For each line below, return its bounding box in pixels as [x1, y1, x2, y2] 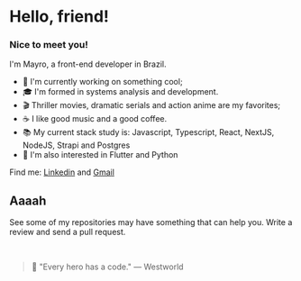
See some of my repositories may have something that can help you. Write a [9, 217, 293, 228]
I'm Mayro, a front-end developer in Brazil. [9, 59, 167, 69]
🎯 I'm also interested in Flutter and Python [22, 150, 178, 160]
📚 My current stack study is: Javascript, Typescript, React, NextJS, [22, 127, 275, 138]
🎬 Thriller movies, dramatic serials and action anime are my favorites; [22, 100, 281, 111]
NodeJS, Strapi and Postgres [22, 140, 131, 150]
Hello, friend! [9, 6, 110, 27]
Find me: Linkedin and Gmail [9, 167, 115, 177]
